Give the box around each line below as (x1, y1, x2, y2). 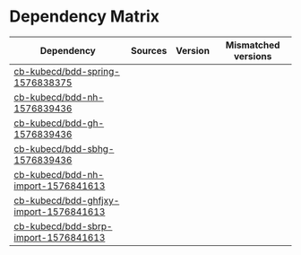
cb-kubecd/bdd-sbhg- (13, 142, 115, 154)
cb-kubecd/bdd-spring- (13, 65, 121, 77)
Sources (130, 44, 168, 57)
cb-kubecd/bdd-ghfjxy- (13, 194, 120, 207)
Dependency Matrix (9, 6, 159, 27)
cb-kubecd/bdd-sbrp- (13, 220, 113, 233)
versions (233, 49, 272, 62)
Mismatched (225, 39, 280, 51)
